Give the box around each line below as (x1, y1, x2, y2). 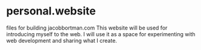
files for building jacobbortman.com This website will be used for (6, 24, 168, 31)
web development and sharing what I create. (6, 37, 118, 44)
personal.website (6, 4, 96, 18)
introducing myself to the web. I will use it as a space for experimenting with (6, 30, 196, 37)
